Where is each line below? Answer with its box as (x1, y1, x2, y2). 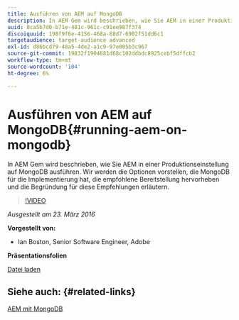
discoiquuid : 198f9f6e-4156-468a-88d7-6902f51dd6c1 (7, 30, 164, 38)
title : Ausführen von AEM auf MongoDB (7, 10, 122, 18)
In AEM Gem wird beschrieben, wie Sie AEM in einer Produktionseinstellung (7, 160, 229, 169)
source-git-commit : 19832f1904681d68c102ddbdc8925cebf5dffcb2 (7, 50, 196, 57)
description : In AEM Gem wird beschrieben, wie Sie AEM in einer (7, 17, 205, 24)
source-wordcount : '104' (7, 63, 81, 70)
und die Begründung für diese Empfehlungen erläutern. (7, 182, 169, 192)
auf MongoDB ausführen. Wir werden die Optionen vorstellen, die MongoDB (7, 167, 230, 176)
